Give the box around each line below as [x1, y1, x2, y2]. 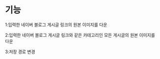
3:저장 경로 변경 [5, 49, 35, 55]
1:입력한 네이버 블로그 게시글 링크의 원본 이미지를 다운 [5, 22, 108, 28]
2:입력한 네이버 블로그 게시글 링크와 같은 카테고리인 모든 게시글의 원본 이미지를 [5, 32, 155, 38]
